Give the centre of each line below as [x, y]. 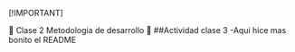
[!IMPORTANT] [36, 13]
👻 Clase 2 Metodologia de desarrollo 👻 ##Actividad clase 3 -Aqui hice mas [147, 30]
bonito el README [43, 40]
